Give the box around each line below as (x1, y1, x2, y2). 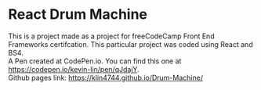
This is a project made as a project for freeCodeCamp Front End (8, 31, 215, 41)
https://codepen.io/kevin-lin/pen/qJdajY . (8, 64, 140, 74)
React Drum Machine (8, 5, 147, 23)
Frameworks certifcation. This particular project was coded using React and (8, 39, 253, 49)
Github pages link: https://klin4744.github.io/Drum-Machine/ (8, 73, 204, 82)
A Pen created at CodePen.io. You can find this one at (8, 56, 182, 66)
